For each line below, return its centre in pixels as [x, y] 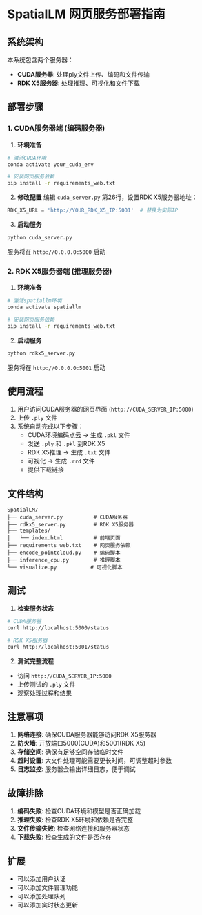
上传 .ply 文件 [37, 418]
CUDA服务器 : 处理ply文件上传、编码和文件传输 [83, 74]
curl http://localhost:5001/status [58, 647]
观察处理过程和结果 [44, 693]
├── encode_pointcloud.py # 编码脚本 [64, 553]
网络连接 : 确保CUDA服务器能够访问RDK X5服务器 [87, 734]
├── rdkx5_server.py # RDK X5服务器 [71, 525]
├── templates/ [29, 531]
